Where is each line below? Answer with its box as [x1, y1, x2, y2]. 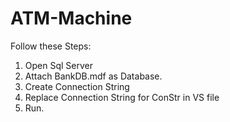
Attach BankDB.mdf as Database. [24, 70, 163, 82]
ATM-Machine [10, 7, 133, 30]
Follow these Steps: [10, 40, 92, 52]
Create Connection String [24, 80, 130, 92]
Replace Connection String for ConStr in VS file [24, 91, 220, 103]
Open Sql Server [24, 59, 93, 71]
